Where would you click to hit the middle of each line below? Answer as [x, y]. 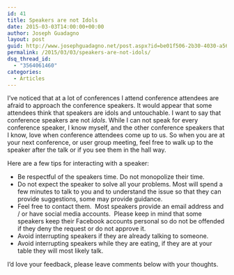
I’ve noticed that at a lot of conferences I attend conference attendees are [113, 98]
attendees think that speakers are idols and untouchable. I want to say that [114, 113]
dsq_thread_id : [29, 59]
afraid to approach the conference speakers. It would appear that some [110, 106]
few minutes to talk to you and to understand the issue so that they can [119, 191]
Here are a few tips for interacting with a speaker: [78, 164]
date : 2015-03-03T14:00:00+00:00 [56, 26]
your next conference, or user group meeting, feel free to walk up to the [110, 143]
